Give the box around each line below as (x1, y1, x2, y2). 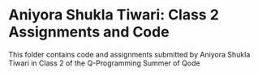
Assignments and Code (8, 23, 170, 41)
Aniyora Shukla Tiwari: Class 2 (8, 6, 219, 24)
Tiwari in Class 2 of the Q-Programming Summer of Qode (8, 58, 200, 68)
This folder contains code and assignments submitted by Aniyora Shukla (8, 49, 251, 59)
